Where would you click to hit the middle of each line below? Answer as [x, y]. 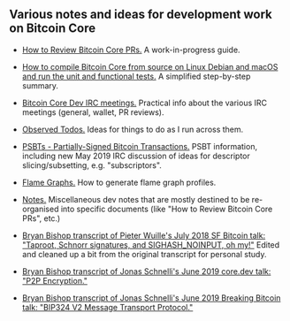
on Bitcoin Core [52, 29]
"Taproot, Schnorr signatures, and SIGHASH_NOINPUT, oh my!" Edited [151, 245]
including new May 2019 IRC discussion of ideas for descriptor [136, 156]
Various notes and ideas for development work [141, 15]
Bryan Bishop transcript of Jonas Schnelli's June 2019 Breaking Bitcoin [151, 298]
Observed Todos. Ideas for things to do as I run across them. [133, 129]
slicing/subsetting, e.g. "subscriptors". [92, 165]
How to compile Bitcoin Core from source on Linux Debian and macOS [150, 66]
